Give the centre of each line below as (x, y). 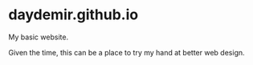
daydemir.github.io (73, 15)
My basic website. (39, 37)
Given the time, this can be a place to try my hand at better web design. (126, 52)
